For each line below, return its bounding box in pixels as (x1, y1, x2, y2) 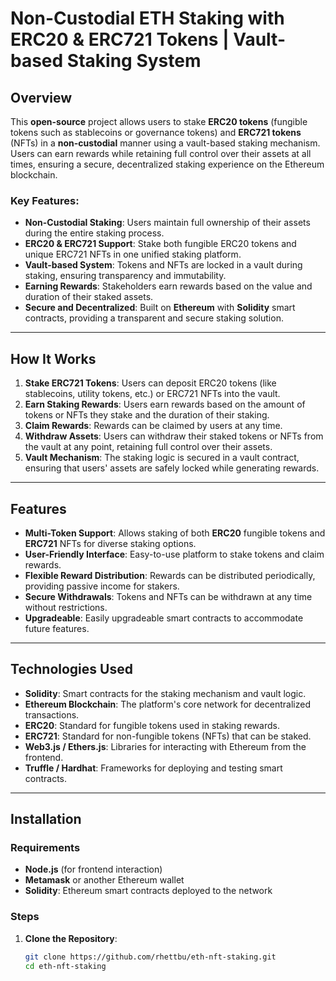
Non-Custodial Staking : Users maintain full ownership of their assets (24, 217, 311, 229)
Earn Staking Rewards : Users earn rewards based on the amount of (24, 398, 306, 411)
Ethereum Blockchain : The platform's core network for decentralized (24, 698, 311, 710)
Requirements (10, 841, 81, 855)
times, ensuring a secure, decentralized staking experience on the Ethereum (10, 158, 325, 170)
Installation (10, 811, 82, 828)
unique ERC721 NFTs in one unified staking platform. (24, 248, 242, 261)
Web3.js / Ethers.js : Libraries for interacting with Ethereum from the (24, 740, 307, 752)
